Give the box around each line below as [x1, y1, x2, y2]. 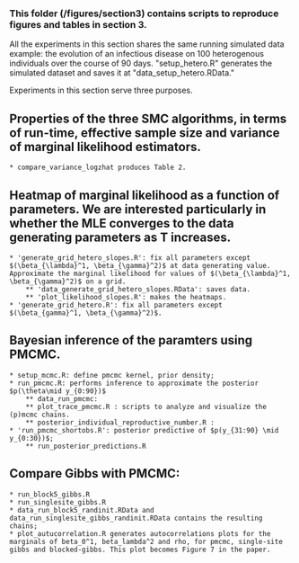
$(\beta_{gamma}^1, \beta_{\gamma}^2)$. [9, 308, 163, 317]
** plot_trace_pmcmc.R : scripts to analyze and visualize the [25, 402, 268, 411]
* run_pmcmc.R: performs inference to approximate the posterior [9, 379, 259, 388]
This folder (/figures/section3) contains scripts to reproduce [9, 7, 279, 20]
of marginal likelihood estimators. [9, 139, 202, 155]
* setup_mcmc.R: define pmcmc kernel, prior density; [9, 371, 215, 380]
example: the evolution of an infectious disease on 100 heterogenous [9, 49, 265, 59]
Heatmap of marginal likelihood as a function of [9, 187, 280, 202]
